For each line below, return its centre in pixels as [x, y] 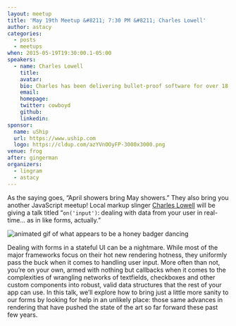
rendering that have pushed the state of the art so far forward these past [113, 307]
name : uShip [31, 132]
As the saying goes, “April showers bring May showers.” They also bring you [118, 197]
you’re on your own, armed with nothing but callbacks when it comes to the [117, 270]
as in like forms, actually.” [64, 220]
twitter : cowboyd [45, 106]
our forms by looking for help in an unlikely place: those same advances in [115, 299]
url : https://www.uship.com [55, 138]
